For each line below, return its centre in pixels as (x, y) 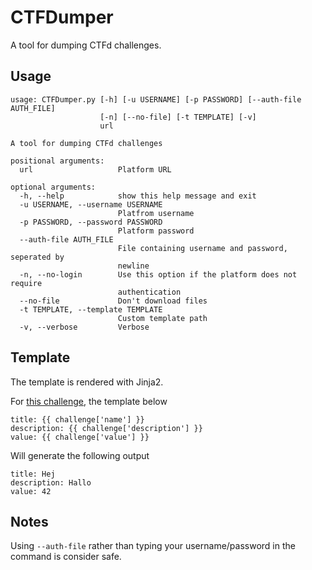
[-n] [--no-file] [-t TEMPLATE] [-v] (178, 117)
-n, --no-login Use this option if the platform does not (158, 274)
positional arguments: (57, 161)
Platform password (156, 231)
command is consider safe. (66, 557)
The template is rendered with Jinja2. (87, 382)
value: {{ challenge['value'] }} (80, 437)
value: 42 (31, 491)
